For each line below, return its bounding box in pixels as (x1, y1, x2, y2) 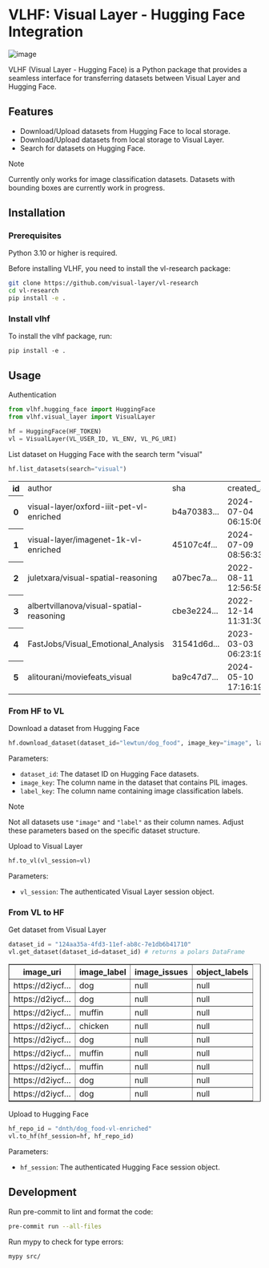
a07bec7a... (171, 572, 218, 584)
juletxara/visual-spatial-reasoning (27, 572, 158, 584)
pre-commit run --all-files (8, 1222, 102, 1230)
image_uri (22, 967, 62, 978)
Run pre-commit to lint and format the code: (8, 1206, 154, 1216)
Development (8, 1185, 78, 1199)
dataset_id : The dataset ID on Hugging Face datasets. (19, 769, 199, 779)
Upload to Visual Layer (8, 842, 83, 851)
